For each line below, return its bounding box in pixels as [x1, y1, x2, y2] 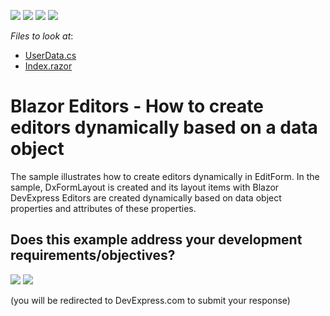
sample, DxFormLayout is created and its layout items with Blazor [10, 181, 280, 193]
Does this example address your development [10, 231, 303, 249]
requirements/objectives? [10, 247, 176, 264]
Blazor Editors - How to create [10, 95, 264, 118]
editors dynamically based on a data [10, 116, 318, 139]
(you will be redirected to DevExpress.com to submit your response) [10, 294, 291, 306]
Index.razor [24, 60, 73, 72]
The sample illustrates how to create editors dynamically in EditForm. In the [10, 170, 320, 182]
